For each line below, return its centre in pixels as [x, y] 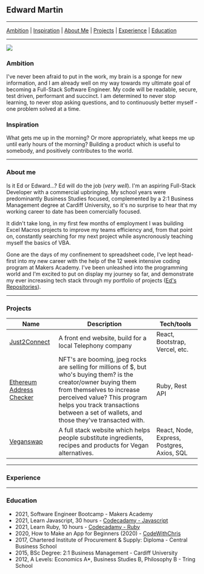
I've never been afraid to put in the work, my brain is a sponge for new [94, 77]
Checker [22, 397]
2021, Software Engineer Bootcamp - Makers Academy [84, 514]
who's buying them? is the [96, 375]
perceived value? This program [103, 397]
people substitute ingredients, [101, 438]
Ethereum [23, 382]
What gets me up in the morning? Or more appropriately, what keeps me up [101, 138]
